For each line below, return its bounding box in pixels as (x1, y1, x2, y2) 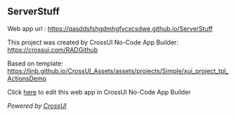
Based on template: (7, 59, 64, 68)
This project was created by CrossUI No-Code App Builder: (7, 38, 179, 47)
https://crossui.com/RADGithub (7, 45, 98, 54)
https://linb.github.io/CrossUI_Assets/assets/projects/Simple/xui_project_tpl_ (7, 66, 229, 75)
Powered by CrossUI (7, 101, 67, 110)
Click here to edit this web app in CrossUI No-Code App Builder (7, 87, 191, 96)
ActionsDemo (7, 74, 47, 82)
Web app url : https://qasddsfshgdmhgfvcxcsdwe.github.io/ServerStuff (7, 24, 213, 32)
